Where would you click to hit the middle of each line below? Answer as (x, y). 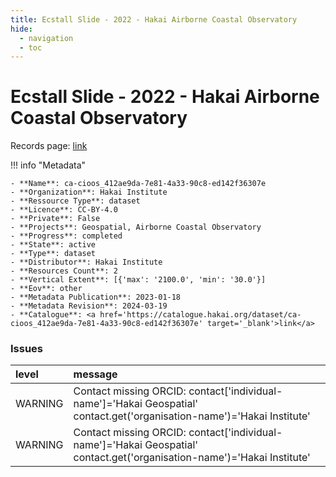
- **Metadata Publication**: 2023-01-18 (96, 297)
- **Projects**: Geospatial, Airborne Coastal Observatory (136, 227)
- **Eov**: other (46, 289)
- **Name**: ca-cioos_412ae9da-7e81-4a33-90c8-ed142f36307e (138, 184)
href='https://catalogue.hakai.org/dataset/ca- (200, 315)
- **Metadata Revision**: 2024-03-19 (89, 306)
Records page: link (49, 146)
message (95, 374)
